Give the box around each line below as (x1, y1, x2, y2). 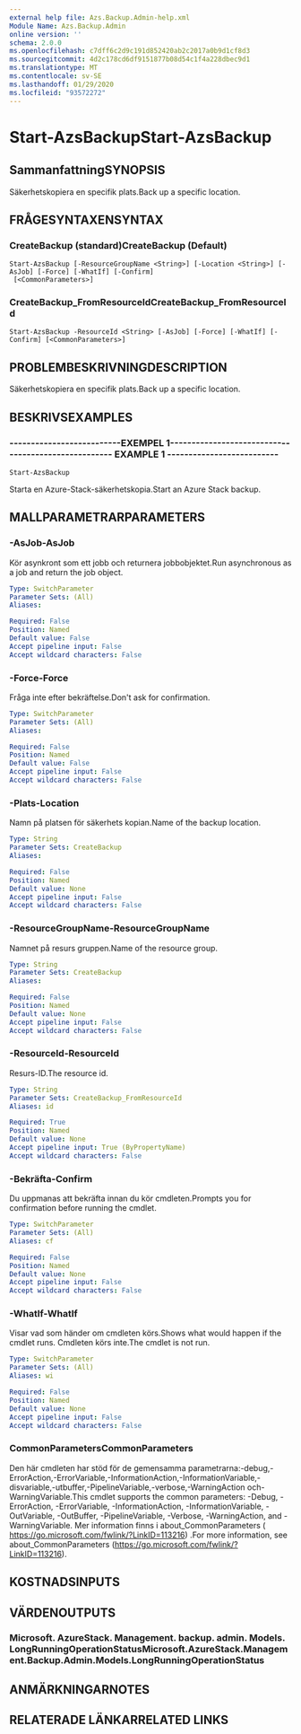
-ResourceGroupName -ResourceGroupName (9, 922, 211, 934)
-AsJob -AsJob (9, 537, 75, 549)
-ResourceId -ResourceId (9, 1047, 119, 1060)
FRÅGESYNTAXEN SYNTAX (9, 212, 164, 227)
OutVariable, (9, 1510, 56, 1521)
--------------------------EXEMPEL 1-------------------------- (9, 436, 282, 449)
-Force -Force (9, 671, 69, 684)
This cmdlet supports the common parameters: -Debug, (72, 1491, 279, 1502)
